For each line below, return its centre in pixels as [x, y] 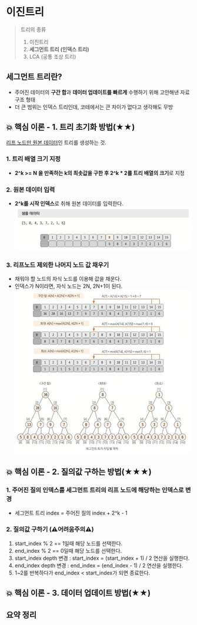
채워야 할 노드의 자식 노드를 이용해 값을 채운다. [68, 279]
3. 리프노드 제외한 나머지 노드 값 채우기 [58, 265]
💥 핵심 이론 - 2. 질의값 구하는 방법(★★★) [79, 472]
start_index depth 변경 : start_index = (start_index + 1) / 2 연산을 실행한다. [102, 558]
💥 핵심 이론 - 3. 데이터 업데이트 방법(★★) [79, 593]
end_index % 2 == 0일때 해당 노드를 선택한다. [68, 550]
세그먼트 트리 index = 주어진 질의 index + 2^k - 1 [71, 513]
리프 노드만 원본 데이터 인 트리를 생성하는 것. [56, 142]
